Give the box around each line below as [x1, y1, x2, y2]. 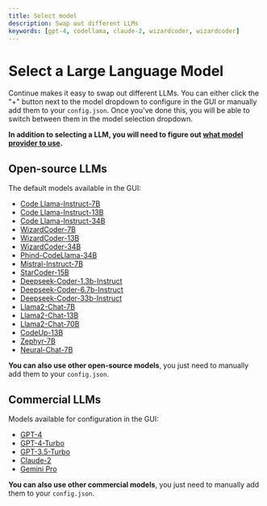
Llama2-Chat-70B [19, 319, 80, 329]
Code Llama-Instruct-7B [19, 199, 101, 209]
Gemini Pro [19, 464, 58, 474]
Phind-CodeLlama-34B [19, 251, 98, 260]
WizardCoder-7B [19, 225, 77, 234]
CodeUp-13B [19, 328, 64, 338]
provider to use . [8, 138, 63, 148]
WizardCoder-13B [19, 234, 80, 243]
